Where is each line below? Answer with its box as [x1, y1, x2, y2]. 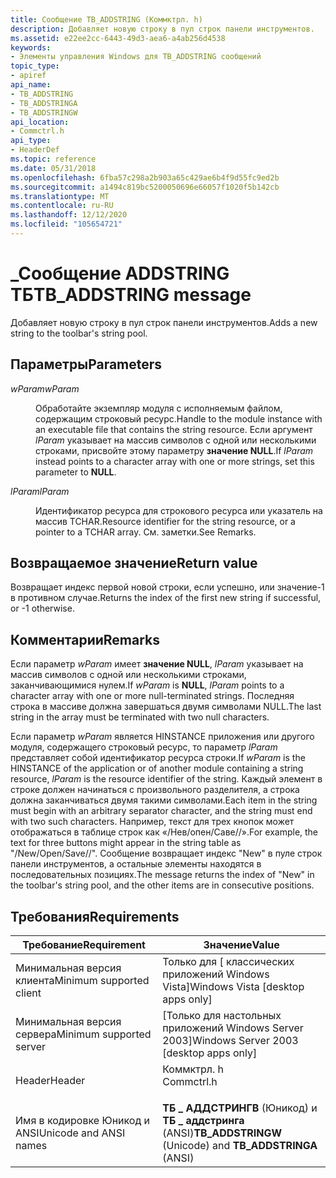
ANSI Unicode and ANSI [15, 1126, 126, 1140]
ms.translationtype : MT [10, 191, 110, 201]
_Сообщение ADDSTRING [10, 262, 230, 285]
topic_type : [10, 61, 60, 71]
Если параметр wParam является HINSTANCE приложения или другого [10, 731, 315, 743]
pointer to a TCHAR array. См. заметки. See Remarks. [35, 526, 257, 538]
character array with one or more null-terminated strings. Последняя [10, 690, 295, 702]
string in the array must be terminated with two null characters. [10, 711, 270, 723]
